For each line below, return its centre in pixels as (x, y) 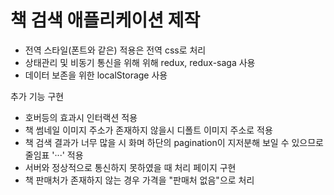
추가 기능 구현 (37, 96)
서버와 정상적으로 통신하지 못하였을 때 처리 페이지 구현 (130, 167)
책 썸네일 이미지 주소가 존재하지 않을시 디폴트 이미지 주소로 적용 (148, 130)
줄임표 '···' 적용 (54, 155)
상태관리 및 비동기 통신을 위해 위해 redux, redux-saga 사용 (140, 62)
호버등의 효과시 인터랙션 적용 (81, 117)
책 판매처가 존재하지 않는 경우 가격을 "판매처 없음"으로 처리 (139, 180)
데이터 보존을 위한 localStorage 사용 (96, 75)
